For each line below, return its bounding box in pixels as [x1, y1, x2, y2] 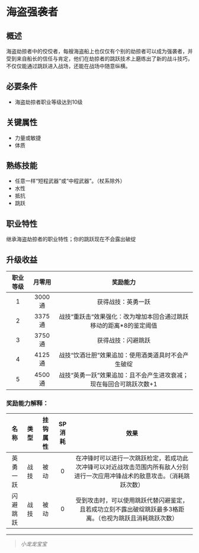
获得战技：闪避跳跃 [97, 336, 151, 344]
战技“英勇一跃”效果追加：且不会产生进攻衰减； [59, 371, 189, 379]
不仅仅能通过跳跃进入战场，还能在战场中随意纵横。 [6, 63, 131, 69]
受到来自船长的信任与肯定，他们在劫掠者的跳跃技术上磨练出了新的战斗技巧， [6, 55, 193, 62]
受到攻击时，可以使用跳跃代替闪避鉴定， [75, 496, 188, 504]
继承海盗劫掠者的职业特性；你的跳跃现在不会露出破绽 [6, 235, 136, 243]
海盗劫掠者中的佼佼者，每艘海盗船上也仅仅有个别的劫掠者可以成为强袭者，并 [6, 48, 193, 55]
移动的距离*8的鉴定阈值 [90, 321, 158, 330]
